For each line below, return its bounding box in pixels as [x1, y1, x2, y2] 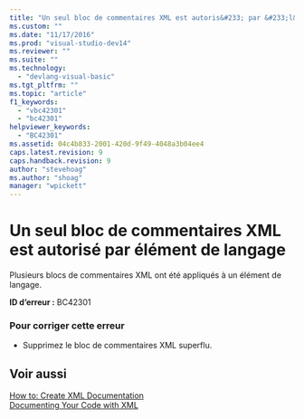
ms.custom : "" [9, 22, 63, 31]
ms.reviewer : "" [9, 47, 71, 56]
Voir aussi [9, 366, 67, 381]
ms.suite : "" [9, 55, 59, 64]
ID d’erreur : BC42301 [9, 297, 91, 308]
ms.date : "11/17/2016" [9, 30, 95, 39]
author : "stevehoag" [9, 165, 88, 174]
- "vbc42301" [17, 106, 67, 115]
